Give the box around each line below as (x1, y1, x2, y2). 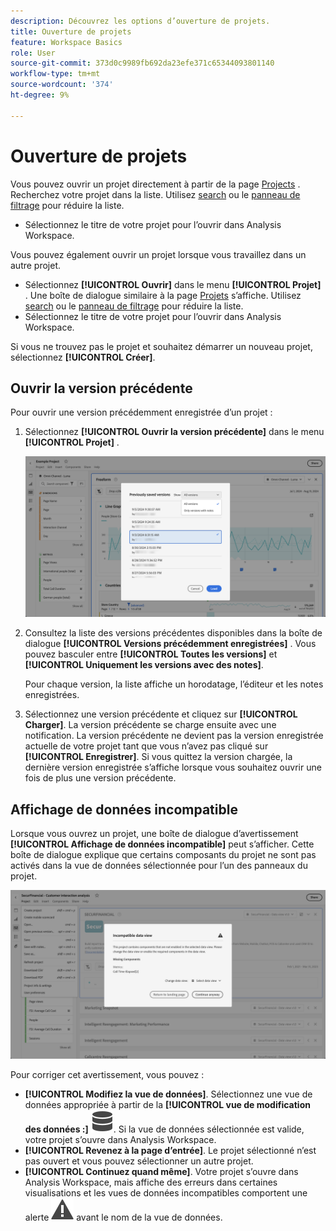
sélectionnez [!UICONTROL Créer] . (10, 351, 156, 363)
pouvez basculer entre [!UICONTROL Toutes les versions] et (24, 648, 278, 660)
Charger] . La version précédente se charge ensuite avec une (24, 719, 277, 731)
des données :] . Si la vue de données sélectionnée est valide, (24, 1123, 305, 1135)
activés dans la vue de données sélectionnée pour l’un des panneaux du (10, 860, 308, 872)
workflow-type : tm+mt (10, 69, 101, 79)
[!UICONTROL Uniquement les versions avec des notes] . (24, 659, 264, 671)
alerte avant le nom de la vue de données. (24, 1211, 223, 1223)
